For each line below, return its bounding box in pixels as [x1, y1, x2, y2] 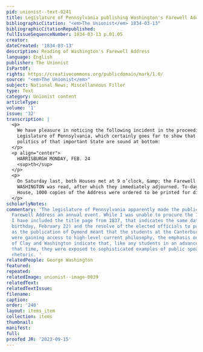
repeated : [6, 268, 31, 275]
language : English [6, 54, 53, 60]
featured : [6, 263, 31, 269]
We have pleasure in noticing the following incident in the [17, 127, 174, 134]
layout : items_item [6, 308, 56, 314]
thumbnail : [6, 319, 34, 325]
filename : [6, 291, 31, 297]
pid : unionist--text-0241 [6, 8, 71, 15]
